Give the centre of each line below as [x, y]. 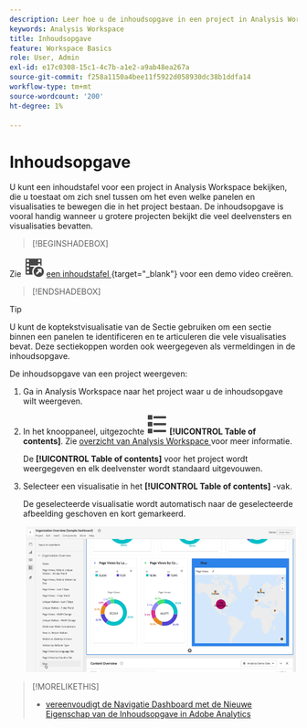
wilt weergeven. [53, 401]
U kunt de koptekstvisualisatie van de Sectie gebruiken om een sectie [141, 327]
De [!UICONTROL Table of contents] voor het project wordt [135, 459]
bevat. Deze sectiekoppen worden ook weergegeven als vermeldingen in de [153, 346]
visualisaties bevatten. [51, 226]
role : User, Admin [44, 58]
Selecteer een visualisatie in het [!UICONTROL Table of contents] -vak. [157, 486]
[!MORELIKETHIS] [65, 686]
